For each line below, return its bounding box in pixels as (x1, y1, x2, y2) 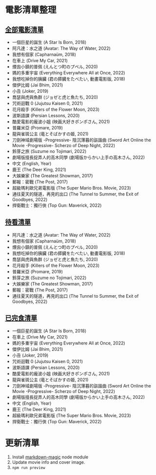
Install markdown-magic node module (12, 454, 89, 460)
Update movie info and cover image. (12, 459, 85, 465)
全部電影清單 (5, 25, 44, 34)
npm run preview (12, 465, 45, 470)
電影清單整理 (5, 4, 57, 16)
